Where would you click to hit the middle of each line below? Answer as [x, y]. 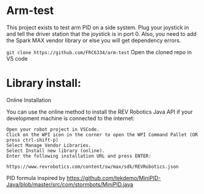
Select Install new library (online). [56, 151]
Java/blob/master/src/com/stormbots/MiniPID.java [70, 184]
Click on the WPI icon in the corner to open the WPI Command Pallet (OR [102, 134]
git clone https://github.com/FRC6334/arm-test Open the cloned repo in [99, 52]
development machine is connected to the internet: [71, 118]
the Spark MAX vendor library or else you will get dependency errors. [94, 40]
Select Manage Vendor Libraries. [49, 145]
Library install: [44, 83]
